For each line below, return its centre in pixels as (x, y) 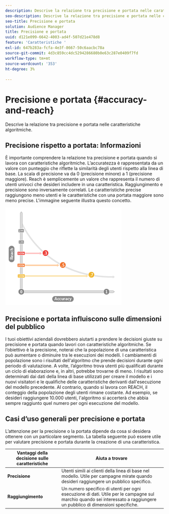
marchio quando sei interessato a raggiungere (109, 499)
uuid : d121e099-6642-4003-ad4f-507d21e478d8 (53, 37)
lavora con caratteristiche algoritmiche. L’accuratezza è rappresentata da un (84, 163)
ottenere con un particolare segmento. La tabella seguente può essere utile (83, 436)
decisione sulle (32, 458)
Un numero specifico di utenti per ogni (101, 488)
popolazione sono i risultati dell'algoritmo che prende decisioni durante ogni (84, 360)
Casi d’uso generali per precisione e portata (75, 419)
